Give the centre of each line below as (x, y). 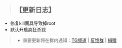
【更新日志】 (35, 10)
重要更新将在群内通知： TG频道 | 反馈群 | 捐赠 (70, 40)
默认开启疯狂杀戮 (28, 29)
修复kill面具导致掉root (33, 23)
